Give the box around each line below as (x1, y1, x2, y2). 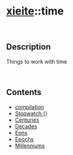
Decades (14, 122, 38, 130)
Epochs (14, 135, 34, 143)
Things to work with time (6, 58, 68, 65)
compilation (14, 103, 44, 110)
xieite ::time (6, 4, 64, 18)
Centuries (14, 116, 39, 124)
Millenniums (14, 142, 45, 149)
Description (6, 42, 51, 52)
